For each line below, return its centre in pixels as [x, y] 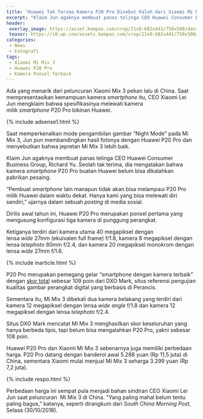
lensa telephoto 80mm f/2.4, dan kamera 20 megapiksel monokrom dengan [100, 245]
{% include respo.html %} [38, 379]
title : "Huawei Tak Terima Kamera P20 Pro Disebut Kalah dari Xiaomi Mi [100, 12]
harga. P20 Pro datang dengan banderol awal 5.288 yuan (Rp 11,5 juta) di [97, 355]
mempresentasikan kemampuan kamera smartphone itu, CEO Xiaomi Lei [96, 97]
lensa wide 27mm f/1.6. [35, 251]
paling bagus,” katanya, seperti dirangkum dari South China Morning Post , [99, 404]
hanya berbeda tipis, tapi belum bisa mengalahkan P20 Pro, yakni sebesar [98, 330]
